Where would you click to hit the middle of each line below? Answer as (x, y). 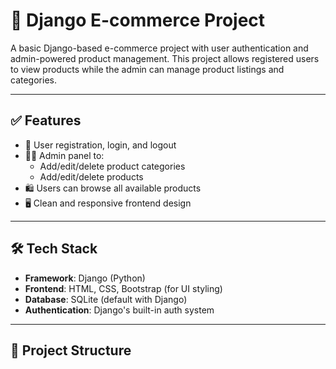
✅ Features (46, 120)
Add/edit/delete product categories (112, 166)
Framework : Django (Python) (85, 278)
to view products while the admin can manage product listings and (147, 69)
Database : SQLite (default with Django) (106, 299)
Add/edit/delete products (91, 176)
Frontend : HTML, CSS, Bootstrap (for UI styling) (123, 288)
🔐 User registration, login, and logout (100, 145)
